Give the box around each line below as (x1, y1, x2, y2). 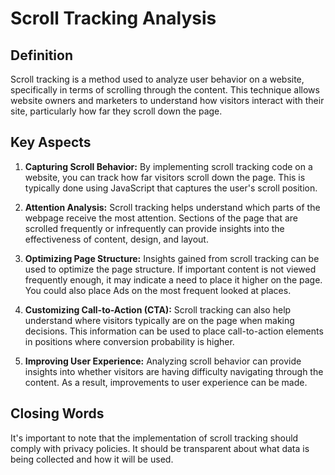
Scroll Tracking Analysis (10, 7, 217, 30)
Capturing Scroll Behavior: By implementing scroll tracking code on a (24, 160, 313, 172)
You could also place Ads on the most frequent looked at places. (24, 284, 292, 296)
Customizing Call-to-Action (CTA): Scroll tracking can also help (24, 303, 292, 316)
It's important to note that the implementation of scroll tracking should (10, 432, 299, 444)
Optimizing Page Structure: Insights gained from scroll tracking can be (24, 252, 320, 264)
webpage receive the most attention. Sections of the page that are (24, 212, 299, 224)
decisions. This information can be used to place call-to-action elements (24, 325, 324, 337)
